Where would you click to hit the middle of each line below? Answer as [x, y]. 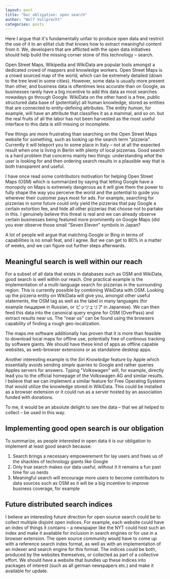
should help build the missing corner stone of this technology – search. [79, 55]
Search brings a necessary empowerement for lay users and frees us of [88, 456]
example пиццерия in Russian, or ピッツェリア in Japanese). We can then [82, 307]
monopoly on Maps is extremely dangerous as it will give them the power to [84, 187]
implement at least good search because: [49, 446]
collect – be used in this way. [36, 413]
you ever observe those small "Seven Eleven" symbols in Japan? [73, 225]
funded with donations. [29, 397]
